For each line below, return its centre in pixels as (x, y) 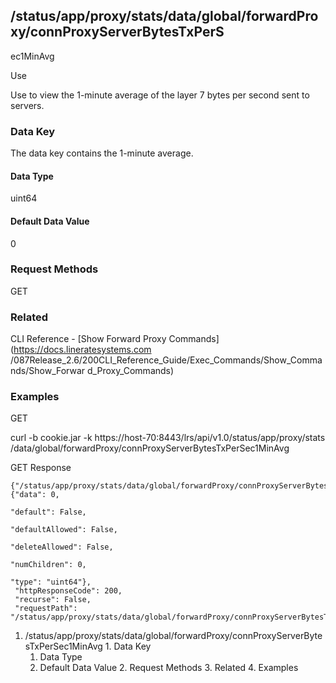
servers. (27, 105)
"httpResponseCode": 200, (68, 591)
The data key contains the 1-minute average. (102, 153)
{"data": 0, (35, 495)
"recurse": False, (53, 600)
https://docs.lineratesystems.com (82, 350)
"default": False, (48, 512)
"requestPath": (46, 609)
